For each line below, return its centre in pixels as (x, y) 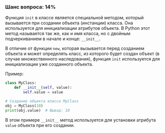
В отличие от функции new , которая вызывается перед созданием (75, 49)
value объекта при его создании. (40, 125)
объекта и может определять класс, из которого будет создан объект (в (82, 54)
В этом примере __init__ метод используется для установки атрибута (81, 120)
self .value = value (43, 92)
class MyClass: (21, 83)
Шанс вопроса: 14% (31, 7)
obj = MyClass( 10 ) (24, 106)
